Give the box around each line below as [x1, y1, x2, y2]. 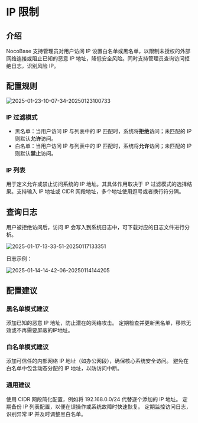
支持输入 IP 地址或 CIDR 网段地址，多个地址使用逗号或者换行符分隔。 [16, 188, 184, 195]
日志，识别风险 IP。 [11, 63, 59, 69]
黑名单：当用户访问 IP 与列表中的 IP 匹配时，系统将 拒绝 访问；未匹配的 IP [14, 128, 192, 135]
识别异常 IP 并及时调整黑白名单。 [6, 410, 87, 417]
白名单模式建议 [6, 343, 49, 351]
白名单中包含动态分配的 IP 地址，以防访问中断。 [6, 365, 123, 372]
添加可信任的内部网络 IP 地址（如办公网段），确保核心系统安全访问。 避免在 [6, 357, 189, 365]
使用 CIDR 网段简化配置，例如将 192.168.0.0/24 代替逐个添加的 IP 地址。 [6, 395, 181, 402]
